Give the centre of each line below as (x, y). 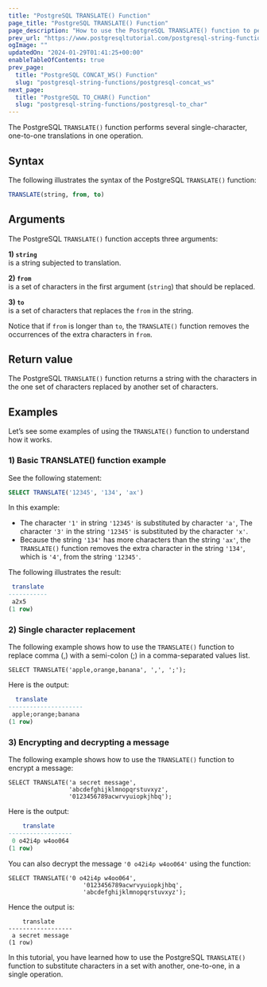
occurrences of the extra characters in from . (80, 334)
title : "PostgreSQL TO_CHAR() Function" (83, 97)
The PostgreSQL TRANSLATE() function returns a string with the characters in (133, 379)
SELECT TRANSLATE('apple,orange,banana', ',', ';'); (97, 670)
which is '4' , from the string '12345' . (80, 557)
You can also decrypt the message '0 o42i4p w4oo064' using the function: (130, 863)
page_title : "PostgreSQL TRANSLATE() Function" (89, 23)
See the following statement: (55, 478)
